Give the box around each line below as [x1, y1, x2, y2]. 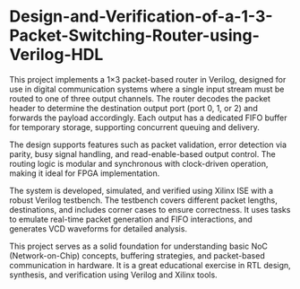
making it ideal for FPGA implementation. [9, 168, 160, 179]
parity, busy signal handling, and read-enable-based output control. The [9, 148, 276, 159]
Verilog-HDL [9, 45, 104, 65]
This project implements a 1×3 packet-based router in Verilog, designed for [9, 74, 287, 84]
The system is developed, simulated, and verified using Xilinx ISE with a [9, 185, 274, 196]
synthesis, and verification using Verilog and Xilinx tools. [9, 269, 218, 280]
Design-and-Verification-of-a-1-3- [9, 6, 273, 27]
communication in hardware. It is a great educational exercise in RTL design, [9, 259, 291, 270]
